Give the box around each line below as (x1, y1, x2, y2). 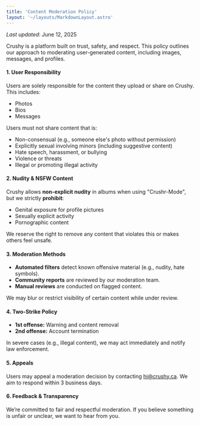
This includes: (6, 88, 41, 96)
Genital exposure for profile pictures (14, 206, 104, 213)
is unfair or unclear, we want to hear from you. (6, 412, 120, 419)
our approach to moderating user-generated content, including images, (6, 48, 181, 56)
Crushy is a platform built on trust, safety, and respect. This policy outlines (6, 42, 189, 50)
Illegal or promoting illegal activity (14, 161, 99, 168)
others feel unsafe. (6, 237, 53, 244)
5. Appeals (6, 359, 34, 366)
